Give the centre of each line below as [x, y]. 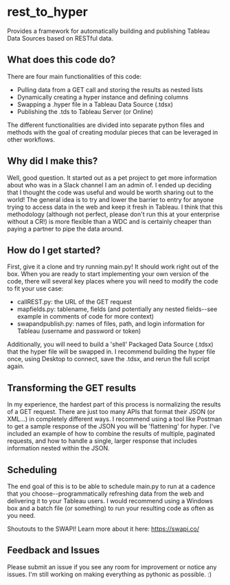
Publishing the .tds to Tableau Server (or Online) [85, 111]
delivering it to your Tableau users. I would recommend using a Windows [110, 501]
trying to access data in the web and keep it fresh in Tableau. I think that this [115, 207]
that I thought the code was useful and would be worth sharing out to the [111, 192]
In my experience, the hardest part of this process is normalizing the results [114, 404]
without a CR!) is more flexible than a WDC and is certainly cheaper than [109, 221]
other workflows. [31, 139]
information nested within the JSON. [58, 448]
